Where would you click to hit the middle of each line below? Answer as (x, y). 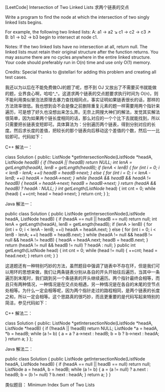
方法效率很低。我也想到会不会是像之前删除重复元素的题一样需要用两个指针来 (82, 106)
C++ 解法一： (19, 147)
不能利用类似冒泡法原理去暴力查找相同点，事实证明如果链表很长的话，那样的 (82, 100)
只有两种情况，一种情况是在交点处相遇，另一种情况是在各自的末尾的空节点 (84, 284)
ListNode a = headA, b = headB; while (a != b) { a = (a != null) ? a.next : (77, 369)
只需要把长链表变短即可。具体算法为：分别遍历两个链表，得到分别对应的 (78, 124)
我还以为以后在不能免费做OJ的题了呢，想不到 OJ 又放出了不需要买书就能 (79, 87)
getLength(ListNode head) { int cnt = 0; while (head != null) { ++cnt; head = (82, 250)
